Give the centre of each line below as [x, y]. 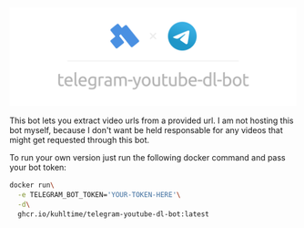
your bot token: [38, 168]
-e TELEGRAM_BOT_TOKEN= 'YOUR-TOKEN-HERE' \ [99, 195]
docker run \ [32, 185]
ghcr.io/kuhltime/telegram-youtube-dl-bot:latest [113, 214]
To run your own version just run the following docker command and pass [148, 158]
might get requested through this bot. [80, 140]
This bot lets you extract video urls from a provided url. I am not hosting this [152, 120]
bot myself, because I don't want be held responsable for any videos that [147, 130]
